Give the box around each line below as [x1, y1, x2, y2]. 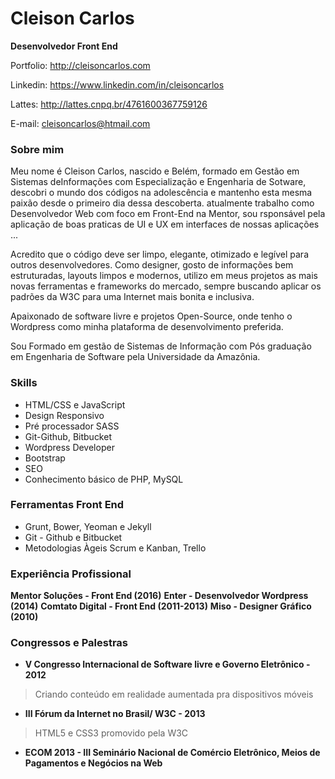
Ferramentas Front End [10, 498, 125, 512]
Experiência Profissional [10, 567, 132, 581]
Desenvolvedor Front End [10, 40, 118, 52]
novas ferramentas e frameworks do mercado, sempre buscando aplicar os [10, 280, 322, 292]
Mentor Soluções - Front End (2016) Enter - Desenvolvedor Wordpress [10, 590, 309, 602]
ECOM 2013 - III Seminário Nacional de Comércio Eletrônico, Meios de [24, 747, 321, 759]
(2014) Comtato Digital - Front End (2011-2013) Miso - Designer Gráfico [10, 600, 312, 612]
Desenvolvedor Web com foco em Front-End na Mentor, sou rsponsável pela [10, 208, 326, 220]
